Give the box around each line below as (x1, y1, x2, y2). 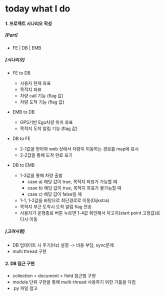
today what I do (5, 3, 70, 14)
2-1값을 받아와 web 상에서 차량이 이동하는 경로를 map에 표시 (19, 145, 139, 151)
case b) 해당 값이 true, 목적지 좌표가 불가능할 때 (27, 184, 121, 190)
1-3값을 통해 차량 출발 (19, 172, 63, 178)
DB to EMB (12, 162, 35, 168)
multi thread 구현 (12, 248, 47, 254)
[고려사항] (5, 228, 25, 234)
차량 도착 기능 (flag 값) (19, 98, 64, 105)
